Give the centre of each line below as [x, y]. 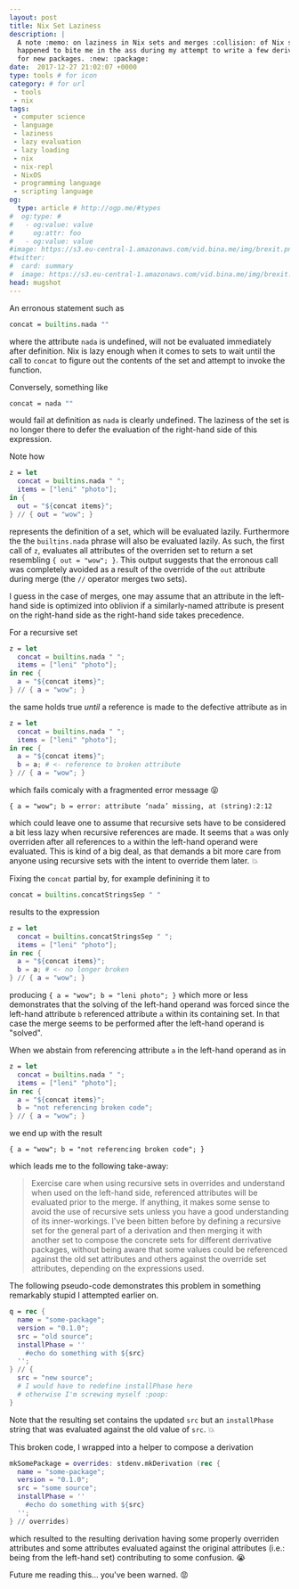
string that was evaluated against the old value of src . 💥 [112, 1429]
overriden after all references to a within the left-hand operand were [133, 842]
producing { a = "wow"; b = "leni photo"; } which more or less [129, 995]
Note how [27, 456]
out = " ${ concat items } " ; [65, 506]
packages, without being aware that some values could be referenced [159, 1249]
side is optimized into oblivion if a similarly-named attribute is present [157, 605]
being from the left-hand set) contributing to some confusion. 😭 [128, 1557]
